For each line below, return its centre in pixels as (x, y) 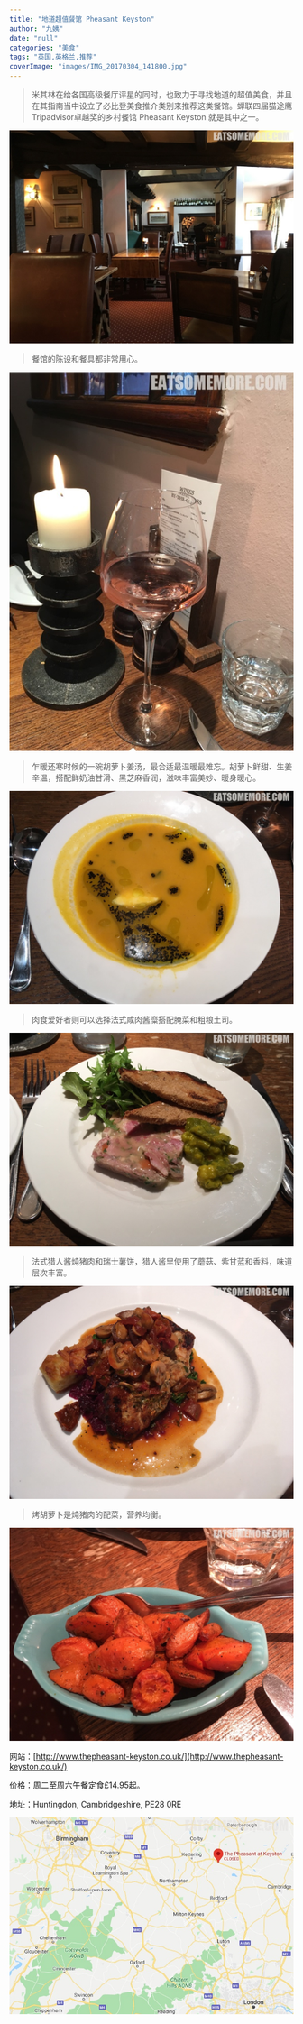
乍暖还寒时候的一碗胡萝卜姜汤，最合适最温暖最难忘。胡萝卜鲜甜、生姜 (162, 766)
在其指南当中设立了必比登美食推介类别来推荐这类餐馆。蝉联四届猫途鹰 (162, 106)
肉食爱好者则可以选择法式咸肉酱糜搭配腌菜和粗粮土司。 (134, 1020)
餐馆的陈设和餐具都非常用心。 (87, 359)
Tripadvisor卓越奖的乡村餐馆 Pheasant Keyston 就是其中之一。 (147, 117)
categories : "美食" (45, 48)
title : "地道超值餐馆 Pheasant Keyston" (82, 19)
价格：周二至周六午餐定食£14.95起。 (77, 1785)
